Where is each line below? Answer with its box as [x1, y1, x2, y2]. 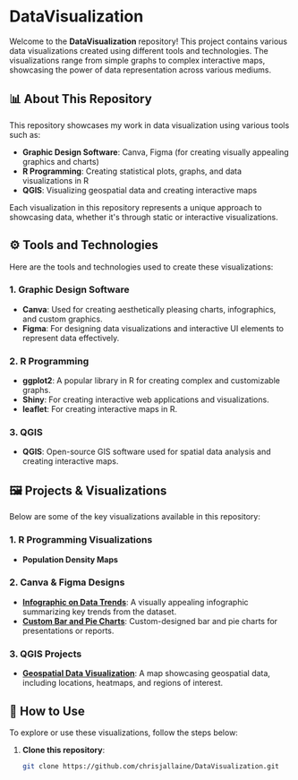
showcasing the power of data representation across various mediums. [9, 64, 271, 75]
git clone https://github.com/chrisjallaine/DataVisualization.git [21, 761, 279, 771]
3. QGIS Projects [9, 647, 82, 660]
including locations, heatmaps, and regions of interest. [21, 678, 224, 689]
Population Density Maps [21, 553, 119, 565]
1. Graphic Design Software [9, 284, 130, 296]
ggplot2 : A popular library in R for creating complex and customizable [21, 375, 280, 386]
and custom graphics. [21, 313, 103, 324]
